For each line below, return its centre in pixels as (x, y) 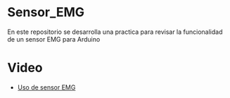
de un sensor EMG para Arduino (54, 39)
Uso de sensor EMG (46, 87)
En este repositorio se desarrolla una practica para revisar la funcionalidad (115, 32)
